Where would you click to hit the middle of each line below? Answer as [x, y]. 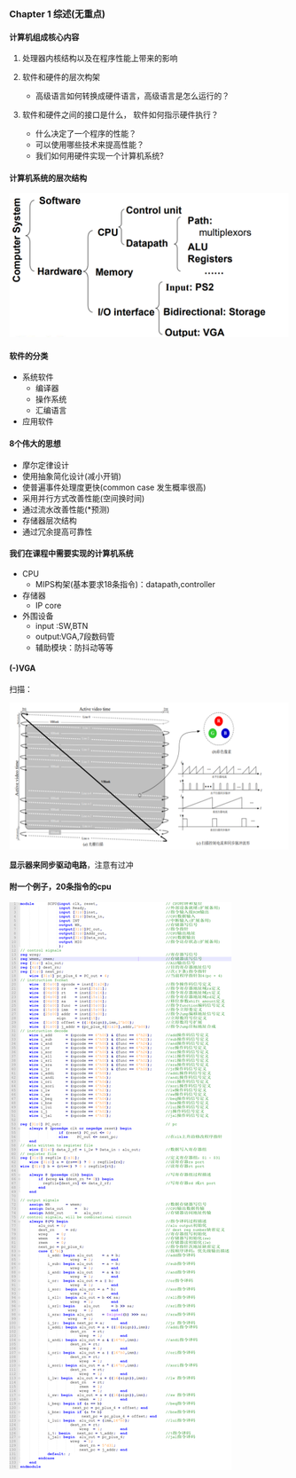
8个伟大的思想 [35, 444]
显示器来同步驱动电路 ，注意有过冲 [71, 865]
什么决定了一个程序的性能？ [86, 134]
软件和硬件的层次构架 [61, 77]
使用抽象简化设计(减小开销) [72, 476]
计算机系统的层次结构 [48, 177]
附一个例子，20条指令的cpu [61, 887]
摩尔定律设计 [45, 465]
